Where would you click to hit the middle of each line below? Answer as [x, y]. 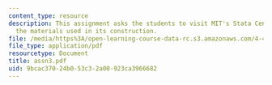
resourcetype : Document [49, 53]
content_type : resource [49, 16]
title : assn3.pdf [38, 62]
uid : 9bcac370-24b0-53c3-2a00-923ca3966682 [83, 69]
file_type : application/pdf [56, 46]
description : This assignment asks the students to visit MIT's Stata [130, 23]
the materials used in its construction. [87, 31]
